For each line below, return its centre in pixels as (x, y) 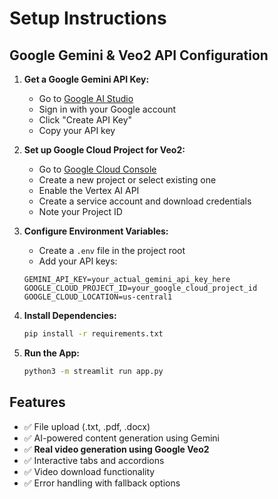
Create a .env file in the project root (112, 250)
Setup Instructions (88, 18)
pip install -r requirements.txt (93, 334)
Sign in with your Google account (107, 109)
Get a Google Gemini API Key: (86, 79)
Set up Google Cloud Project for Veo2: (104, 150)
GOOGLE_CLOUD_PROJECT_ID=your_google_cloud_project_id (140, 288)
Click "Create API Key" (85, 120)
